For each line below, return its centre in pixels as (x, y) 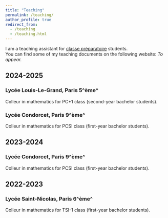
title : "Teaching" (25, 10)
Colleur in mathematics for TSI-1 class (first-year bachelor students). (78, 210)
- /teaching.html (28, 34)
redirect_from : (22, 24)
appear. (14, 59)
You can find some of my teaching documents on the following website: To (84, 54)
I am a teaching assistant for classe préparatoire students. (67, 49)
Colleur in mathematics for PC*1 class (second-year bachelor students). (81, 101)
